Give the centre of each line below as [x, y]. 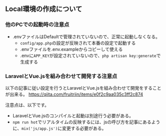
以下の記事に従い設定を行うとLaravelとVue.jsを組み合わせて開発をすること [83, 88]
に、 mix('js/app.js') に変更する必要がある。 [59, 128]
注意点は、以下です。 [27, 105]
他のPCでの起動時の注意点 [37, 25]
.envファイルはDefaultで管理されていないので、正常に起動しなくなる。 [86, 36]
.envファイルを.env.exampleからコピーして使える [71, 49]
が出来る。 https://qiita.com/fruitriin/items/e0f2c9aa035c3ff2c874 [74, 94]
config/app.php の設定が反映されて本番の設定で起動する [78, 43]
